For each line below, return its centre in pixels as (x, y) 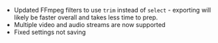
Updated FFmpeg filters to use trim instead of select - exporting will (112, 10)
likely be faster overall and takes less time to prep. (86, 17)
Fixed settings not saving (50, 32)
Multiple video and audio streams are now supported (89, 25)
